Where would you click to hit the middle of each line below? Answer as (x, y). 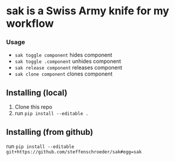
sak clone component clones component (63, 74)
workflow (30, 23)
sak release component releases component (69, 68)
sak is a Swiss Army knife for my (88, 11)
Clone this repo (33, 107)
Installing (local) (37, 92)
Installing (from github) (50, 132)
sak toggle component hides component (63, 55)
